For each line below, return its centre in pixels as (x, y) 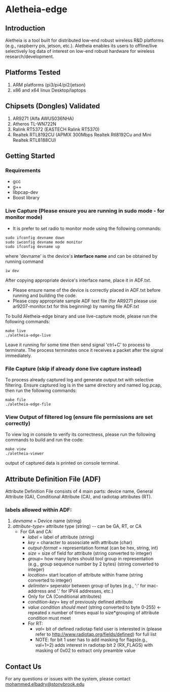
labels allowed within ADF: (39, 509)
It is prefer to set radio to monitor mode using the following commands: (87, 228)
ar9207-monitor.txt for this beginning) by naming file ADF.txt (76, 306)
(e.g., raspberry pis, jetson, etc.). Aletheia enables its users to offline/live (81, 46)
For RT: (35, 623)
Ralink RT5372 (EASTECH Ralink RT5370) (56, 129)
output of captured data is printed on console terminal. (62, 463)
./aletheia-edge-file (28, 404)
